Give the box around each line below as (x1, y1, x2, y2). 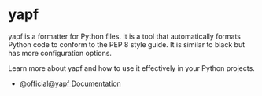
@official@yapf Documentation (19, 79, 122, 88)
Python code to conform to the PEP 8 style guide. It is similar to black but (8, 39, 245, 49)
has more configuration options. (8, 48, 113, 57)
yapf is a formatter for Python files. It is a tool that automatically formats (8, 31, 242, 41)
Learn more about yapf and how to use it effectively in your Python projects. (8, 63, 256, 72)
